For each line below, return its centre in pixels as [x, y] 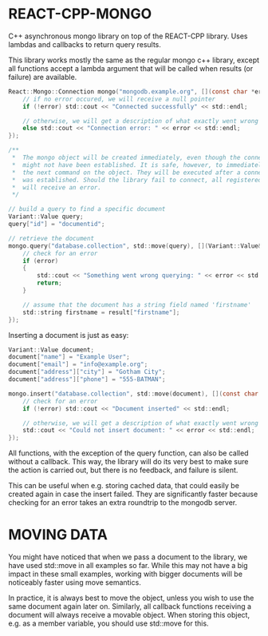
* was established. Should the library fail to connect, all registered [137, 180]
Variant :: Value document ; [51, 350]
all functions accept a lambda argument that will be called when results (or [131, 68]
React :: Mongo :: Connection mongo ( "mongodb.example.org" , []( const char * [132, 91]
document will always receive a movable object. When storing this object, [129, 615]
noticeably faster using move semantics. [75, 582]
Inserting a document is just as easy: [69, 335]
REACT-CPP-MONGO [80, 14]
